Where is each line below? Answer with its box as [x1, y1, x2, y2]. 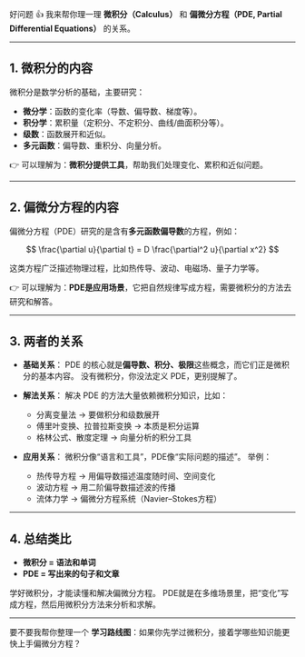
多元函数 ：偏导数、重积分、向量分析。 [22, 140, 166, 151]
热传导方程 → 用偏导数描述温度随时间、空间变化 [35, 471, 216, 482]
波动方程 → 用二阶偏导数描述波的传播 [35, 482, 176, 493]
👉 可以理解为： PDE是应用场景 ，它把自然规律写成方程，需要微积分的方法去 [9, 282, 292, 293]
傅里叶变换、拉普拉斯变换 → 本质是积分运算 [35, 421, 200, 432]
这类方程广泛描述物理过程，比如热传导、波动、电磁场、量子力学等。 [9, 263, 264, 274]
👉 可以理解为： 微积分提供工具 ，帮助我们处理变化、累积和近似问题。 [9, 159, 269, 170]
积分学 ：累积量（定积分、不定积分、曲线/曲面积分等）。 [22, 117, 229, 128]
